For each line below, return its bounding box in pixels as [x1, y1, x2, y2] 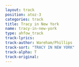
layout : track [5, 7, 35, 13]
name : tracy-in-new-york [5, 26, 57, 31]
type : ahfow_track [5, 31, 43, 36]
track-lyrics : [5, 36, 35, 41]
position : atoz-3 [5, 12, 41, 17]
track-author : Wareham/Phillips [5, 40, 72, 45]
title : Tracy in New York [5, 21, 59, 27]
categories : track [5, 17, 43, 22]
